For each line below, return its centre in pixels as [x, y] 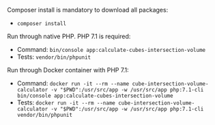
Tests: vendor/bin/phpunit [54, 57]
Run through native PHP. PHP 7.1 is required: [69, 36]
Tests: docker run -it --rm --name [66, 102]
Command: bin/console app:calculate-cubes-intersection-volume [111, 50]
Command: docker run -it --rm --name [73, 83]
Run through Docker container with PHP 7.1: [68, 70]
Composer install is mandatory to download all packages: [88, 10]
